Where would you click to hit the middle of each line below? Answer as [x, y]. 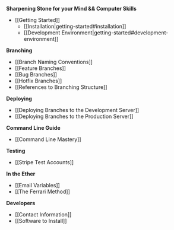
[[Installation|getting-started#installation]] [75, 26]
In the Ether [21, 174]
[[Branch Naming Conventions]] [54, 62]
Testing [16, 151]
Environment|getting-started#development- [115, 33]
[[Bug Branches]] [36, 74]
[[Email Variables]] [37, 185]
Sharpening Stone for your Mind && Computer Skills [71, 9]
